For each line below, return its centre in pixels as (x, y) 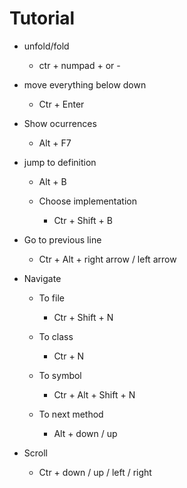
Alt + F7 (55, 143)
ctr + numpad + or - (79, 65)
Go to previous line (62, 239)
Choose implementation (87, 201)
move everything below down (85, 84)
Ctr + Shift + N (83, 317)
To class (56, 336)
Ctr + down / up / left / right (95, 472)
